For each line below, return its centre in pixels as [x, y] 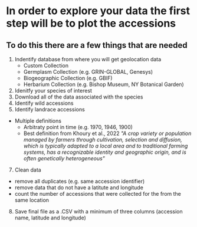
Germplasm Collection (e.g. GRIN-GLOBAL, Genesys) [88, 72]
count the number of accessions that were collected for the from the [98, 194]
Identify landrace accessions [50, 109]
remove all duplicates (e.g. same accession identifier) [80, 181]
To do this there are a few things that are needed [97, 45]
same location [32, 200]
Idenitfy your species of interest [53, 91]
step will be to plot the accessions [91, 23]
